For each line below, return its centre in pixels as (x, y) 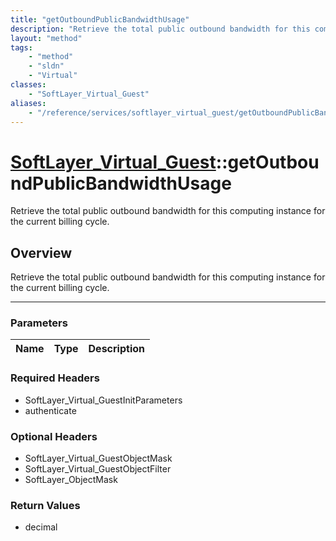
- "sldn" (46, 66)
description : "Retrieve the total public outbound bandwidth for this (160, 29)
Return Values (45, 505)
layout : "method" (46, 38)
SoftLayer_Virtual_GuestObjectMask (98, 458)
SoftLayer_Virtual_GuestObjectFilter (98, 469)
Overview (41, 252)
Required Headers (55, 378)
